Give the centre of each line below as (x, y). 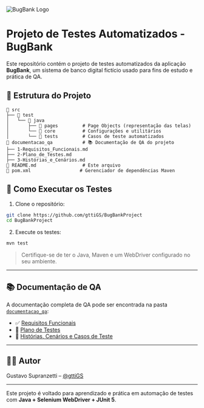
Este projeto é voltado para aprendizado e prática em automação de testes (100, 393)
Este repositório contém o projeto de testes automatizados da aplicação (96, 63)
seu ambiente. (39, 261)
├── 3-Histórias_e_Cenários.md (46, 160)
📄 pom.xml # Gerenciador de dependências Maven (90, 170)
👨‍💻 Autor (24, 361)
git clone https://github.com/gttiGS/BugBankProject (74, 215)
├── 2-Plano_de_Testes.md (39, 154)
